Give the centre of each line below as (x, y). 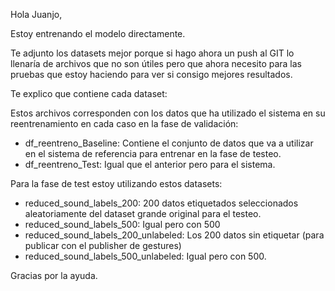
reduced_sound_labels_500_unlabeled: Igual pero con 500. (145, 256)
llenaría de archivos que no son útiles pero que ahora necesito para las (156, 63)
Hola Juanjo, (36, 14)
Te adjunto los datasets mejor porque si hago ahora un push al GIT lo (152, 53)
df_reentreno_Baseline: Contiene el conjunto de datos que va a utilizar (169, 143)
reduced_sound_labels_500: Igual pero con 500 (122, 224)
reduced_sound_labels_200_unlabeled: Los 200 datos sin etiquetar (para (174, 235)
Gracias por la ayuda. (54, 275)
